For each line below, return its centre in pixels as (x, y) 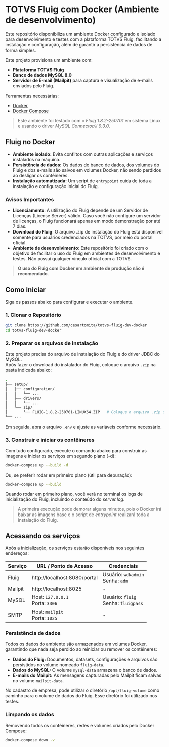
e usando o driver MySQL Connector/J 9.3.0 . (64, 126)
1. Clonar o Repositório (33, 315)
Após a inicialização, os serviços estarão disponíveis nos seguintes (75, 548)
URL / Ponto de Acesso (65, 566)
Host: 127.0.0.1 (50, 597)
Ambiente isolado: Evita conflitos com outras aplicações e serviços (83, 154)
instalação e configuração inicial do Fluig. (56, 186)
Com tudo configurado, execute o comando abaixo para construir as (76, 451)
